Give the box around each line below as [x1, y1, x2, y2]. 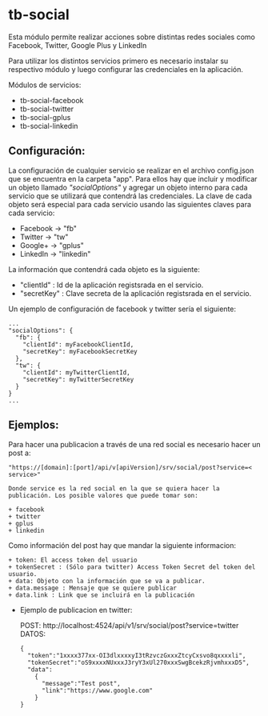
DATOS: [19, 629, 46, 638]
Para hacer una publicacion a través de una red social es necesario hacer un [8, 439, 261, 449]
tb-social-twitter [19, 104, 74, 114]
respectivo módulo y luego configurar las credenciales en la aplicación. [8, 64, 244, 74]
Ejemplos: [8, 418, 59, 432]
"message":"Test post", [41, 679, 122, 687]
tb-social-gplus [19, 112, 71, 122]
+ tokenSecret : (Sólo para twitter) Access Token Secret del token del [8, 562, 256, 571]
